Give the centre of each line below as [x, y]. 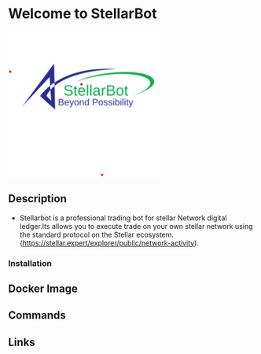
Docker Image [43, 289]
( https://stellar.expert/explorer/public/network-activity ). [109, 243]
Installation [30, 263]
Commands [37, 315]
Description [37, 199]
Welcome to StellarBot [83, 14]
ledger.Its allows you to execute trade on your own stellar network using [136, 226]
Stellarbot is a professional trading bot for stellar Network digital [123, 218]
